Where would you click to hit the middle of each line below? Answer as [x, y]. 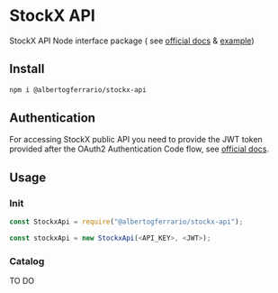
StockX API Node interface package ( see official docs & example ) [132, 41]
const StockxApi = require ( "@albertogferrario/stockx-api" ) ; [126, 222]
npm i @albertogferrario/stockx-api [78, 90]
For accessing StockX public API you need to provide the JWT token [136, 140]
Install [27, 69]
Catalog [27, 261]
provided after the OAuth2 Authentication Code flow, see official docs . [139, 149]
